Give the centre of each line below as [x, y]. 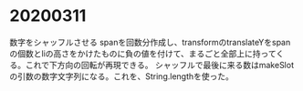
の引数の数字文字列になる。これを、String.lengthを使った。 [122, 76]
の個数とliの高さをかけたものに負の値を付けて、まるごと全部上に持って [143, 53]
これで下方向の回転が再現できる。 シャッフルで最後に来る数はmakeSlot [160, 65]
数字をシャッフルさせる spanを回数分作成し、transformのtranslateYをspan [150, 42]
